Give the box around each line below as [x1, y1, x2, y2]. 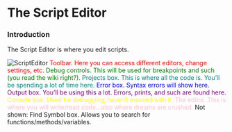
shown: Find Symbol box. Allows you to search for [7, 110, 151, 119]
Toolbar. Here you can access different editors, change [49, 59, 207, 67]
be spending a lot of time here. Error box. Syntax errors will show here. [7, 81, 210, 90]
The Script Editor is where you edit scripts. [7, 45, 129, 53]
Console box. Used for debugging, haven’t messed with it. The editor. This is [7, 96, 226, 104]
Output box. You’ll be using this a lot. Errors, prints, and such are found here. [7, 88, 226, 97]
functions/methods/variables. [7, 118, 92, 126]
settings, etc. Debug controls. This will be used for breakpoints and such [7, 66, 215, 74]
